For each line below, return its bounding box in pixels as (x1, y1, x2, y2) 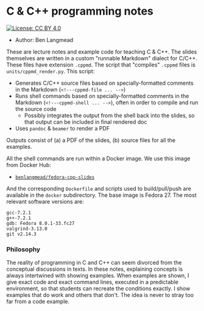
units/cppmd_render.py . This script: (6, 67, 95, 74)
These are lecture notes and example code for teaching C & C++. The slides (6, 48, 197, 55)
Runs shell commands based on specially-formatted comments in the (15, 92, 189, 99)
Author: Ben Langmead (15, 36, 74, 43)
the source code (15, 105, 57, 112)
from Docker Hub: (6, 161, 52, 168)
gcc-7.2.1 (6, 209, 32, 216)
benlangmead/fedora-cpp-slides (15, 174, 95, 181)
